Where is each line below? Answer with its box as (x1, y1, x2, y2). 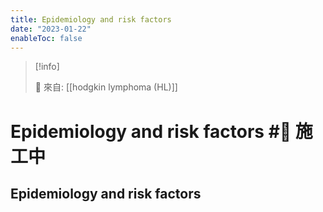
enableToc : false (10, 33, 83, 43)
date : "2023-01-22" (10, 24, 92, 34)
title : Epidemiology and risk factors (10, 14, 172, 25)
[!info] (34, 61, 60, 73)
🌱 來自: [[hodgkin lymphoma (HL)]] (34, 81, 178, 93)
